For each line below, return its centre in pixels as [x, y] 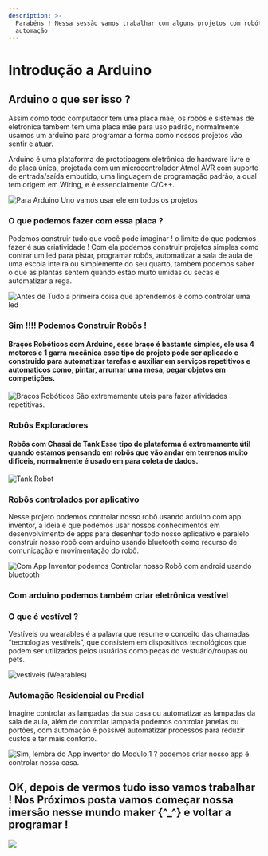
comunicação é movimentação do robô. [74, 550]
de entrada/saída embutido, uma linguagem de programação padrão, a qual [132, 176]
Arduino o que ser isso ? [69, 99]
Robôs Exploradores [48, 425]
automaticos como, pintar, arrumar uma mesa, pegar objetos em [117, 370]
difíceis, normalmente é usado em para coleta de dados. [103, 461]
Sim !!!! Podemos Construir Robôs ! [78, 325]
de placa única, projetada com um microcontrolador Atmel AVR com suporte [134, 168]
